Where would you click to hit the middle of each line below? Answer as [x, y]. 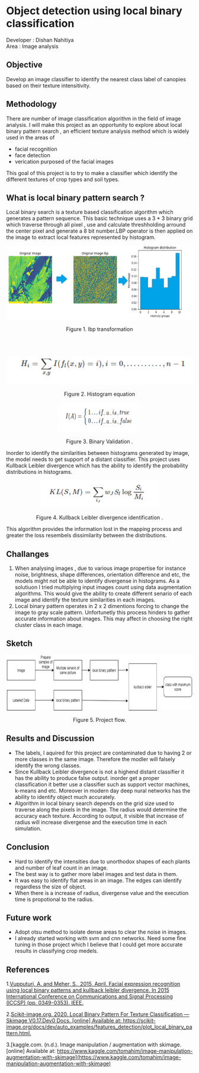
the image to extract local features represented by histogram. [81, 237]
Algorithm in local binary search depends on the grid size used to [94, 803]
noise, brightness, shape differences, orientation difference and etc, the [102, 575]
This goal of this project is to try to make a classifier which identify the [92, 173]
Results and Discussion [50, 739]
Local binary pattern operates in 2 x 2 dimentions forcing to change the [102, 606]
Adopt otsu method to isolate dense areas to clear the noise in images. [101, 932]
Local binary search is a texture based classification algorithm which [90, 212]
